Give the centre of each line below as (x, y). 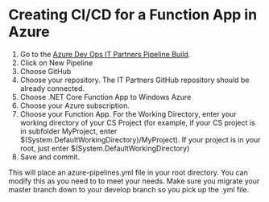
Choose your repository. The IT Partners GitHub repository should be (134, 80)
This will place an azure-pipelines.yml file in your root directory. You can (128, 172)
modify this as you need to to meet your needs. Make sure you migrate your (134, 181)
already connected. (52, 88)
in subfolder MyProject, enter (68, 131)
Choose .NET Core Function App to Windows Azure (106, 97)
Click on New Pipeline (56, 63)
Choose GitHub (46, 71)
